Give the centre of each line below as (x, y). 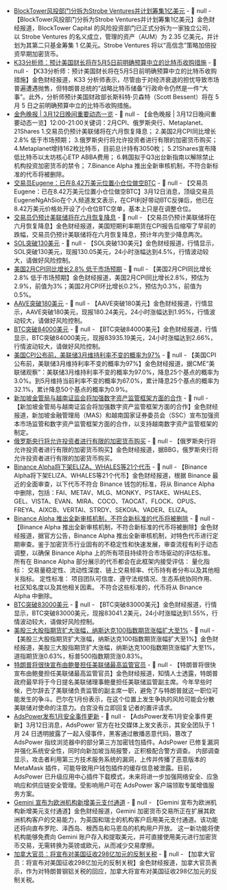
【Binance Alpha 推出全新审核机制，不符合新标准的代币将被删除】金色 (113, 527)
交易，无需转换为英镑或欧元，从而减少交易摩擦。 (89, 845)
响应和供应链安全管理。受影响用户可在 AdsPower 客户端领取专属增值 (111, 785)
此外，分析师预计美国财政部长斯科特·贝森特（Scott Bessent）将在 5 (124, 97)
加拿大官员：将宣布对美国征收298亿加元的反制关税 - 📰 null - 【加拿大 (111, 854)
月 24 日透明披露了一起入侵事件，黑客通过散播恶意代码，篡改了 (103, 733)
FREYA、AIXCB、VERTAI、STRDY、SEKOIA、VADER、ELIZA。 (102, 510)
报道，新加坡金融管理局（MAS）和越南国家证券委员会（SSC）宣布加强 (113, 415)
